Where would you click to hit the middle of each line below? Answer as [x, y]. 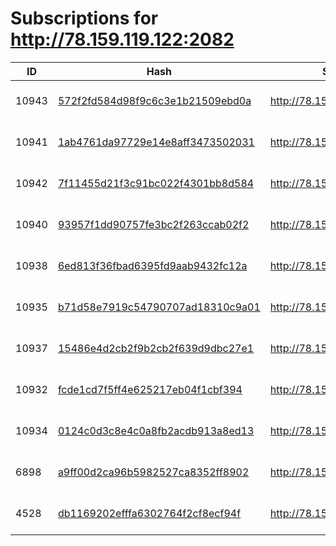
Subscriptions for [84, 18]
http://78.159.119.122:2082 [122, 39]
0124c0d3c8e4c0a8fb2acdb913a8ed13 [156, 430]
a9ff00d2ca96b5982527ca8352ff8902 [153, 472]
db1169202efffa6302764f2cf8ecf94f [149, 513]
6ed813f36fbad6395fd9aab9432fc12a [152, 265]
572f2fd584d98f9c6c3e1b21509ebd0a [154, 100]
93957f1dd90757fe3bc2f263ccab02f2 [153, 224]
